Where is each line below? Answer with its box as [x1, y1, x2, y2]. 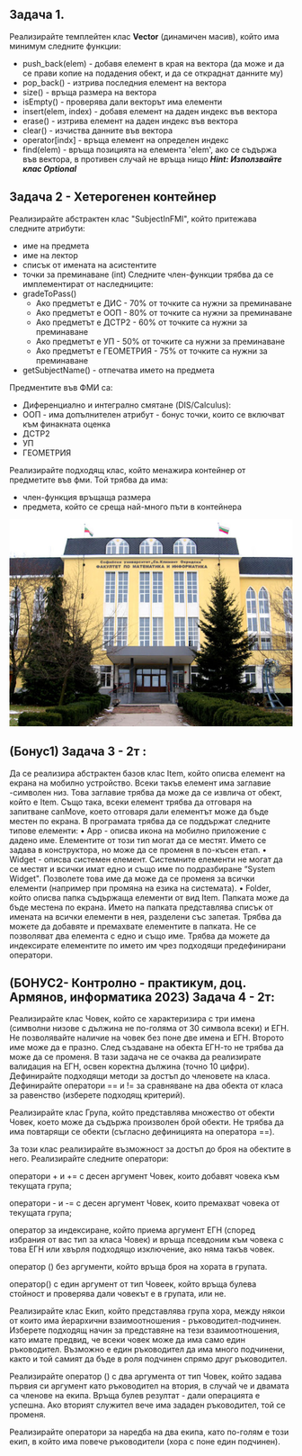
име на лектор [22, 249, 79, 260]
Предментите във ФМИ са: [9, 382, 113, 392]
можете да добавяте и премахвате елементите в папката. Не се [9, 921, 257, 931]
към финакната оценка [22, 418, 111, 429]
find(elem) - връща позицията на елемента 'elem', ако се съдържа [22, 144, 277, 155]
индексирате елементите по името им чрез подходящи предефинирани [9, 939, 286, 950]
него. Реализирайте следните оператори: [9, 1154, 169, 1164]
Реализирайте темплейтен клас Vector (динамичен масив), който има [9, 31, 280, 41]
